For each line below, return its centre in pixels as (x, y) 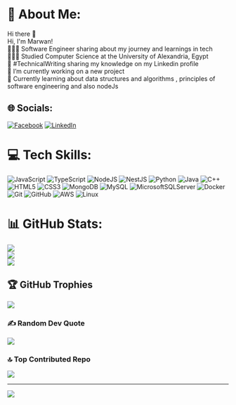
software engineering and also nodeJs (63, 86)
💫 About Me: (44, 14)
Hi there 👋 (22, 34)
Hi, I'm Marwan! (30, 41)
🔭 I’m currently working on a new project (66, 71)
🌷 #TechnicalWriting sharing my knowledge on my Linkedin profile (103, 63)
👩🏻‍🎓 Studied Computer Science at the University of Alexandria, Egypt (108, 56)
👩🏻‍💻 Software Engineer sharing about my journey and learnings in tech (110, 49)
